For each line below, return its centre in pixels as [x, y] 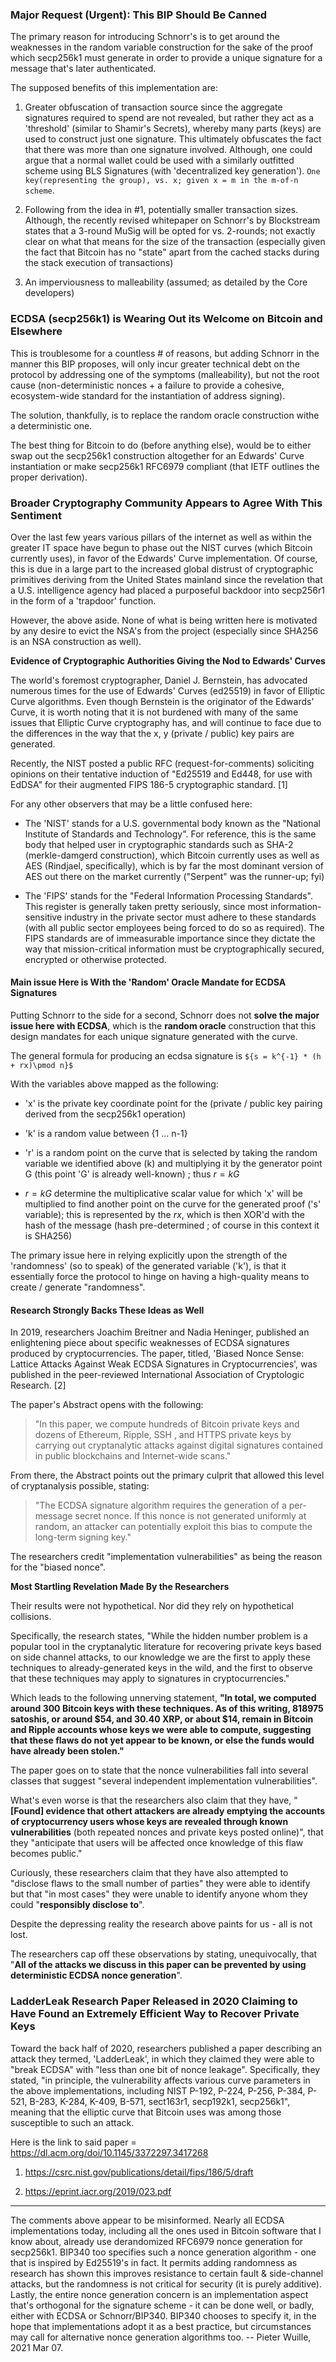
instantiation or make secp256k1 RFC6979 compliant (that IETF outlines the [165, 466]
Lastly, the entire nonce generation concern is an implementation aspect [159, 2294]
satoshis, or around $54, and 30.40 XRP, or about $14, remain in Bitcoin [162, 1719]
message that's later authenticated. [83, 69]
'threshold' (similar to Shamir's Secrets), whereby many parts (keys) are [173, 129]
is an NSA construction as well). [76, 641]
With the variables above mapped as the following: [114, 1084]
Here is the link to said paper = [73, 2142]
